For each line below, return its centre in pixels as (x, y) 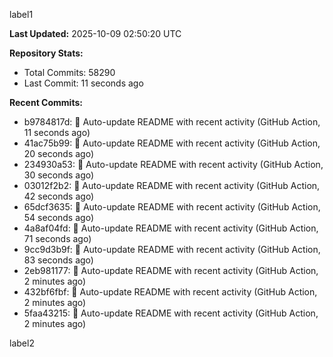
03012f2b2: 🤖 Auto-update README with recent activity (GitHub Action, (172, 185)
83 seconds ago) (58, 260)
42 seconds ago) (59, 196)
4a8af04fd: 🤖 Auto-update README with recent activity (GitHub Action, (171, 228)
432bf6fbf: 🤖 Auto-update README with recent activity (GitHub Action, (170, 292)
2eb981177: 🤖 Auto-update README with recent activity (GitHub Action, (171, 270)
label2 (22, 343)
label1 (21, 14)
